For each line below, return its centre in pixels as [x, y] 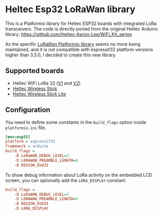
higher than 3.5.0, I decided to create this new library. [61, 55]
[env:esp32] [18, 137]
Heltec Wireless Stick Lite [39, 94]
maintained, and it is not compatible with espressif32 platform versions [79, 49]
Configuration [28, 110]
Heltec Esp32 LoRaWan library [70, 9]
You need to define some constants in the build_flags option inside [76, 122]
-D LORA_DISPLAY [32, 209]
